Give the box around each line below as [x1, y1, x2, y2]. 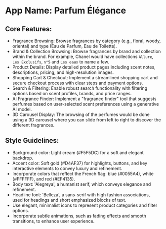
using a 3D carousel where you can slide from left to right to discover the [12, 117, 161, 122]
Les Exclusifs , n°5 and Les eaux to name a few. [12, 59, 110, 64]
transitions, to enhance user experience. [12, 218, 95, 224]
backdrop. [12, 155, 34, 161]
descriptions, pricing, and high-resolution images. [12, 69, 114, 75]
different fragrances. [12, 122, 55, 128]
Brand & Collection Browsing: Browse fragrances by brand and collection [12, 49, 161, 54]
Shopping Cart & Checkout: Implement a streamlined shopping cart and [12, 75, 158, 80]
